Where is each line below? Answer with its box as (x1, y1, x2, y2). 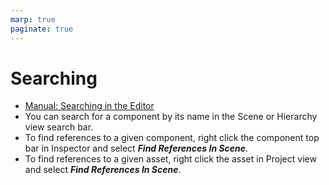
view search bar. (24, 121, 94, 133)
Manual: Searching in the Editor (24, 100, 155, 112)
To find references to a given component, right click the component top (24, 132, 320, 144)
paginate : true (10, 24, 74, 34)
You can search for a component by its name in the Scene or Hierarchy (24, 111, 318, 123)
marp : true (10, 14, 56, 25)
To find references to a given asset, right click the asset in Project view (24, 153, 317, 165)
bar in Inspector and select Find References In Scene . (24, 142, 249, 155)
